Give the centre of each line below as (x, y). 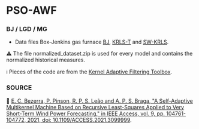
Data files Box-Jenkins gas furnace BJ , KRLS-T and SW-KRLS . (92, 42)
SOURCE (19, 88)
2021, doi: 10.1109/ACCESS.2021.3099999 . (79, 119)
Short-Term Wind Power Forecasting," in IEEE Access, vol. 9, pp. (86, 113)
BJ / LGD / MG (27, 29)
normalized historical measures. (46, 60)
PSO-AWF (31, 10)
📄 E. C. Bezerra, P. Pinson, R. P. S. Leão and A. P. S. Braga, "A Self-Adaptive (100, 101)
